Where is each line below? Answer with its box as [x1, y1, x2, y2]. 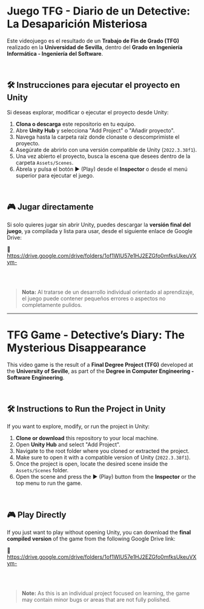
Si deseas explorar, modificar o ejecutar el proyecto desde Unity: [7, 108, 169, 116]
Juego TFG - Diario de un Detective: [7, 4, 191, 18]
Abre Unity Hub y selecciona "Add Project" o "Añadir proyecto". [15, 127, 175, 134]
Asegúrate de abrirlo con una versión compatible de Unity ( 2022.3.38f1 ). [15, 146, 197, 153]
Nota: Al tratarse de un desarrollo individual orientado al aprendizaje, [21, 288, 194, 295]
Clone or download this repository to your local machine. [15, 435, 159, 442]
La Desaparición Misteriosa [7, 17, 148, 31]
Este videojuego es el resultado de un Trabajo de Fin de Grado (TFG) [7, 37, 179, 44]
